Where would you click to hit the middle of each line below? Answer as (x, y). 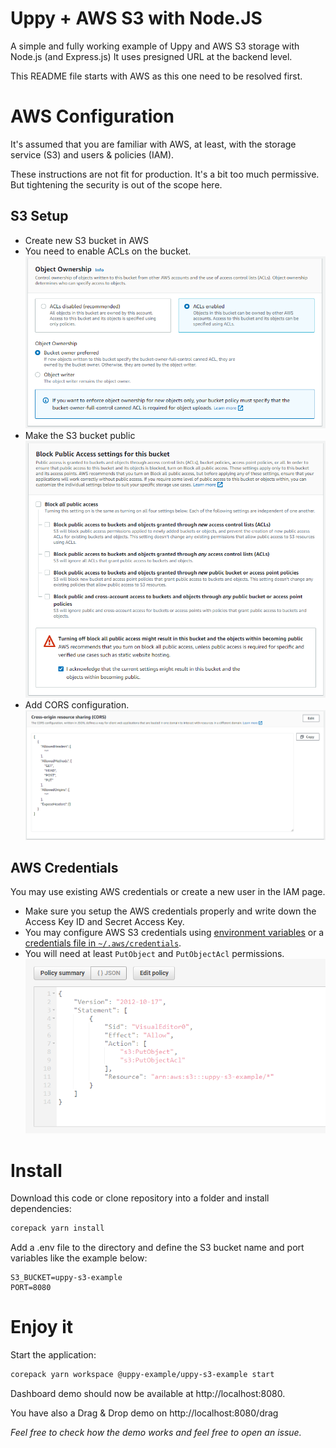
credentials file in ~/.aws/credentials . (103, 943)
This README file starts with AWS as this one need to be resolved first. (156, 76)
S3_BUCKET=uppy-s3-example (66, 1278)
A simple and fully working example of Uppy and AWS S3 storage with (155, 46)
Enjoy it (42, 1327)
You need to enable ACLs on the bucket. (108, 251)
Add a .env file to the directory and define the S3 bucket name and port (157, 1248)
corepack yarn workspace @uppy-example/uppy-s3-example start (142, 1375)
